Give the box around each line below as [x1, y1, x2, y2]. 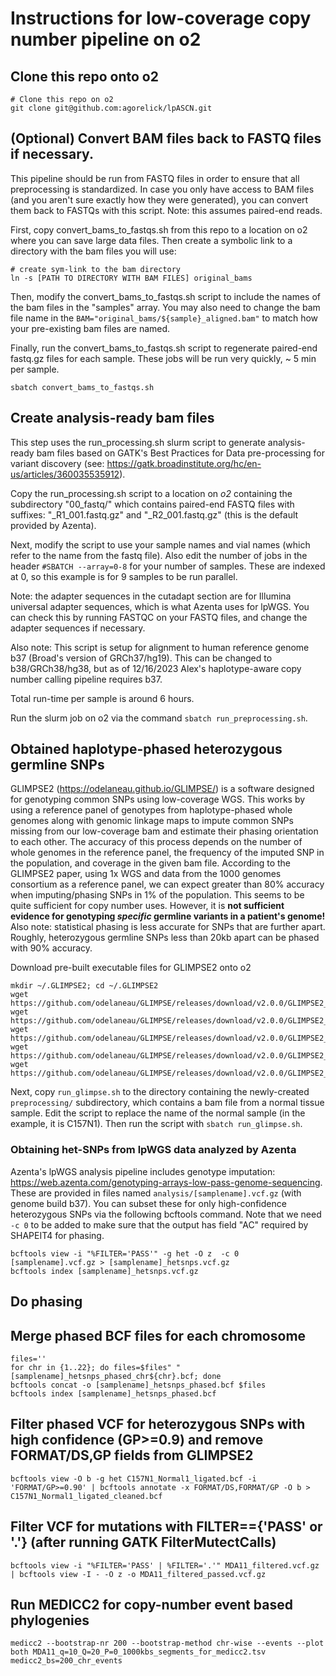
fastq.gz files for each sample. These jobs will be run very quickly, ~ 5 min [10, 352, 317, 364]
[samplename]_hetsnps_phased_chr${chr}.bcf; [10, 1371, 199, 1381]
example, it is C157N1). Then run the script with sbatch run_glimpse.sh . [10, 1118, 303, 1130]
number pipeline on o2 [10, 28, 202, 51]
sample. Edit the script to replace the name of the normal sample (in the [10, 1107, 306, 1119]
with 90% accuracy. [10, 942, 93, 954]
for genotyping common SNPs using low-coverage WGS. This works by [10, 793, 306, 806]
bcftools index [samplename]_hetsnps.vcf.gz [10, 1266, 199, 1276]
